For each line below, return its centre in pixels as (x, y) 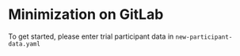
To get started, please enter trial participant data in (91, 36)
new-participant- (204, 37)
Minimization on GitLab (86, 15)
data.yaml (25, 44)
